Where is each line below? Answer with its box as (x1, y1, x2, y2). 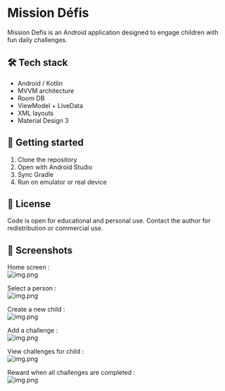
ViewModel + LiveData (17, 101, 84, 110)
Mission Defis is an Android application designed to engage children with (7, 28, 219, 37)
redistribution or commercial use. (7, 224, 103, 232)
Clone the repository (17, 155, 77, 164)
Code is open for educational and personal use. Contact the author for (7, 216, 211, 225)
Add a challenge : (7, 326, 58, 335)
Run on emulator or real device (17, 178, 107, 186)
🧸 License (7, 198, 51, 210)
